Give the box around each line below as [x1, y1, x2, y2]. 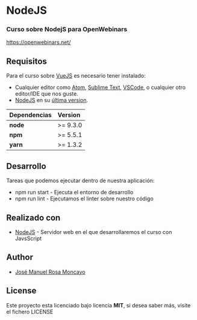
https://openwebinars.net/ [6, 38, 71, 46]
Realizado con [6, 212, 61, 223]
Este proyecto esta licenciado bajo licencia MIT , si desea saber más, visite [6, 301, 191, 309]
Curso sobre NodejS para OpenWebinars [6, 25, 128, 34]
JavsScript [14, 235, 42, 242]
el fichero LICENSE [6, 308, 54, 315]
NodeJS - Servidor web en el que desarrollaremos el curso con [14, 228, 172, 235]
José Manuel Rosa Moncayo [14, 268, 86, 275]
